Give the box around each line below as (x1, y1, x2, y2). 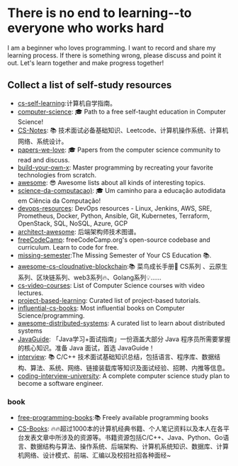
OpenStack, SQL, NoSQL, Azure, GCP (17, 218, 128, 228)
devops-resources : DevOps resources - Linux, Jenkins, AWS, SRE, (17, 204, 212, 212)
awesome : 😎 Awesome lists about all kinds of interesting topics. (17, 178, 205, 187)
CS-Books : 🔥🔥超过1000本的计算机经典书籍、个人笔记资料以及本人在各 (17, 424, 224, 433)
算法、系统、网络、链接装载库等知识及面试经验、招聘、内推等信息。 (30, 363, 229, 372)
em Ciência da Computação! (17, 196, 101, 205)
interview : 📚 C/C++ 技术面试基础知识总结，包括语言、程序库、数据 (17, 353, 215, 361)
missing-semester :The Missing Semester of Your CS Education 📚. (17, 250, 212, 260)
